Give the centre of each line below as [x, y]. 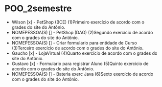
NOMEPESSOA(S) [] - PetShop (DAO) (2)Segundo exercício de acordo [82, 32]
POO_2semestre [38, 9]
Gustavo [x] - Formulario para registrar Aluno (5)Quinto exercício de [80, 64]
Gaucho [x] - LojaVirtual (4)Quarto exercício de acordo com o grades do [84, 53]
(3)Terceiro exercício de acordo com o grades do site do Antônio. [78, 48]
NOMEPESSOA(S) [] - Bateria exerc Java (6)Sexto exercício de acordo [82, 74]
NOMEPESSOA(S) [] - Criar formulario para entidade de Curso [74, 43]
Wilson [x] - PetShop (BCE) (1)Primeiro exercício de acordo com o [78, 22]
